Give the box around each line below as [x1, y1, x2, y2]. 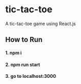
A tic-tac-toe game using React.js [5, 20, 76, 27]
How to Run [5, 35, 43, 44]
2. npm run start [5, 61, 40, 68]
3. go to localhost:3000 [5, 73, 56, 79]
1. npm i [5, 50, 22, 56]
